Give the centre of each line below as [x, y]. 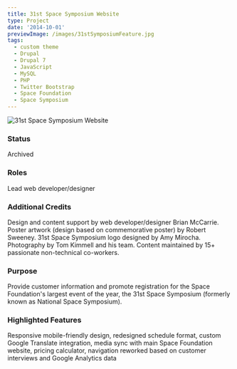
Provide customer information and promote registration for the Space [109, 286]
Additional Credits [39, 207]
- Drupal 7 [30, 61]
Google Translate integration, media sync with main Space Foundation [110, 343]
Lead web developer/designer [51, 188]
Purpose [22, 271]
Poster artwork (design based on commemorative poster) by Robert [107, 229]
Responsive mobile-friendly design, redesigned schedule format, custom [114, 336]
